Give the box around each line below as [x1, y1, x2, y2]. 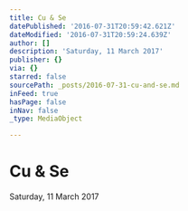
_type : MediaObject [9, 114, 83, 123]
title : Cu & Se [9, 13, 67, 23]
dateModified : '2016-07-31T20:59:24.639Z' [9, 30, 172, 39]
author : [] [9, 38, 51, 48]
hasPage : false [9, 97, 67, 107]
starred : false [9, 72, 67, 82]
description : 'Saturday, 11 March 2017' [9, 47, 164, 56]
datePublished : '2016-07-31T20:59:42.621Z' [9, 22, 176, 31]
